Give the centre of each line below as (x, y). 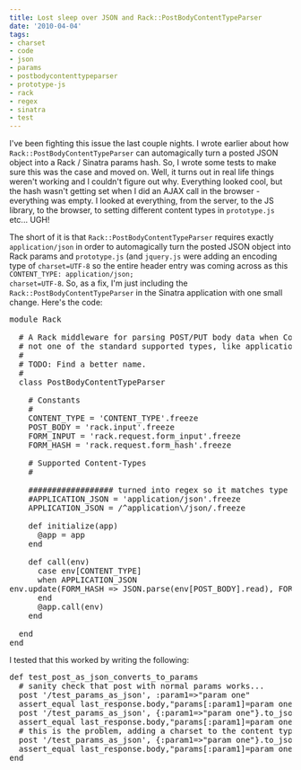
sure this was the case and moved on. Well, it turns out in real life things (142, 173)
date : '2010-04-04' (46, 26)
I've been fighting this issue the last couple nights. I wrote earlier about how (149, 144)
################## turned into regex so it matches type (158, 490)
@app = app (61, 535)
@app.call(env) (71, 607)
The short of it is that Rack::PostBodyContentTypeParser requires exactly (142, 237)
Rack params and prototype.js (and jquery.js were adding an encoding (143, 256)
